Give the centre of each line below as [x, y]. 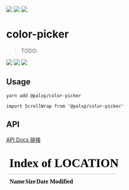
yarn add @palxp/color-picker [44, 96]
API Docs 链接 [24, 139]
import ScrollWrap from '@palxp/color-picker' [65, 106]
